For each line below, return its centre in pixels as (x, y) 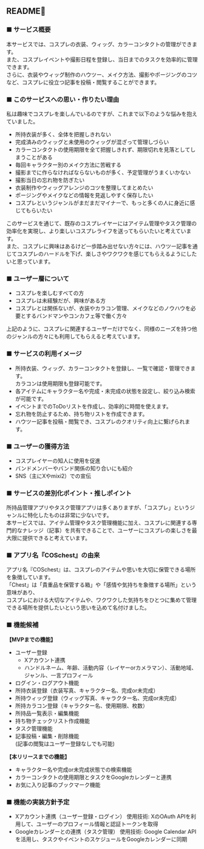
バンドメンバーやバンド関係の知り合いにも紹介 (74, 468)
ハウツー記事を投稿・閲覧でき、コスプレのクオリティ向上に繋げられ (100, 421)
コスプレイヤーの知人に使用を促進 (58, 461)
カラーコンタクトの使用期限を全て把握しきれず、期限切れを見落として (103, 149)
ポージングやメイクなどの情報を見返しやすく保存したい (84, 195)
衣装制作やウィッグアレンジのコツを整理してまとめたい (84, 187)
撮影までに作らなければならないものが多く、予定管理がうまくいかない (103, 172)
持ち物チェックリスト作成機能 (52, 721)
